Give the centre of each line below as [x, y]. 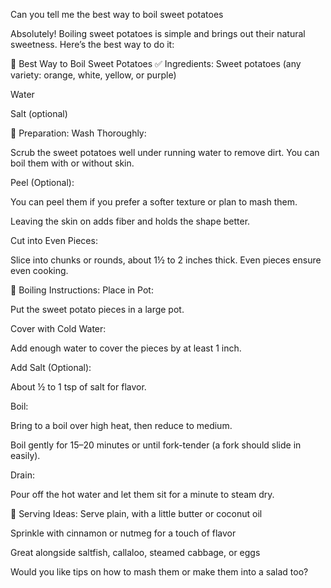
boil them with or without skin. [72, 163]
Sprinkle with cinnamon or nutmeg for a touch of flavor [123, 533]
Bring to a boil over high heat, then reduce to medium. [121, 425]
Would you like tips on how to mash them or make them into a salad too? [159, 572]
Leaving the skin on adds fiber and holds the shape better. [130, 221]
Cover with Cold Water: [58, 328]
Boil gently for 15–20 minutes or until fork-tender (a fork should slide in [156, 445]
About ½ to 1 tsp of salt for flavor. [78, 387]
